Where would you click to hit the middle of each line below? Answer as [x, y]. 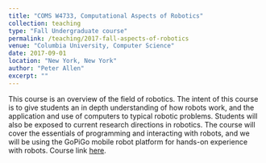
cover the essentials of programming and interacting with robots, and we [129, 133]
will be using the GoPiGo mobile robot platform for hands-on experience [128, 141]
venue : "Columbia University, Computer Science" [91, 46]
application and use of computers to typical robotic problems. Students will [133, 116]
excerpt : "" [28, 76]
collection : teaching [45, 23]
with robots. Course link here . [57, 150]
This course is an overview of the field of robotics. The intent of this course [133, 98]
